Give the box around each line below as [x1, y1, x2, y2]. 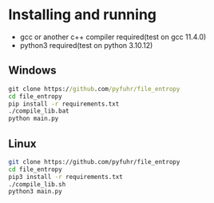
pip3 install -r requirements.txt [8, 173, 124, 181]
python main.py [8, 114, 59, 123]
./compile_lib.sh [8, 180, 66, 189]
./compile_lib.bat [8, 107, 69, 115]
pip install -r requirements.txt [8, 100, 120, 108]
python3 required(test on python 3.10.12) [19, 40, 153, 50]
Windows [8, 64, 57, 78]
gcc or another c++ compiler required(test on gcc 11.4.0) [19, 32, 207, 42]
